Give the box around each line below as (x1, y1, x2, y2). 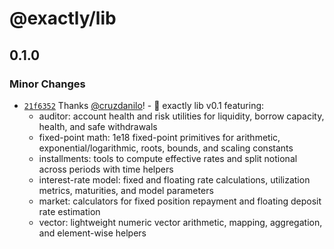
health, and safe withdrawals (38, 120, 158, 132)
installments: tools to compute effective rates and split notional (38, 152, 298, 164)
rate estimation (38, 205, 101, 217)
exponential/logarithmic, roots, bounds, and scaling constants (38, 142, 294, 154)
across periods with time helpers (38, 163, 174, 175)
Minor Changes (9, 77, 86, 91)
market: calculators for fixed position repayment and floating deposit (38, 195, 322, 207)
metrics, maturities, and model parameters (38, 184, 214, 196)
